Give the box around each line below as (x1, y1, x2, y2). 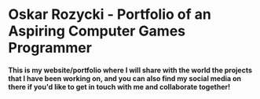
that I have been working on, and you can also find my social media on (8, 73, 242, 83)
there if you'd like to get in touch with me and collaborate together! (8, 82, 230, 91)
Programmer (8, 39, 93, 57)
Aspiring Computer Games (8, 22, 186, 40)
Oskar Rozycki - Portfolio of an (8, 5, 212, 24)
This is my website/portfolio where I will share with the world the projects (8, 65, 253, 75)
